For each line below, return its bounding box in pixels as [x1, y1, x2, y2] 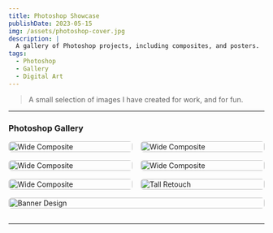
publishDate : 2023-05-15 [8, 19, 93, 28]
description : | [8, 34, 60, 43]
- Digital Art [15, 72, 63, 80]
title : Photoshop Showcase [8, 11, 100, 20]
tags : [8, 50, 27, 58]
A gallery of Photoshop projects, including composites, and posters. [15, 42, 260, 50]
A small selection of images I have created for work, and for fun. [28, 94, 244, 104]
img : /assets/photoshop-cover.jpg [8, 27, 126, 35]
